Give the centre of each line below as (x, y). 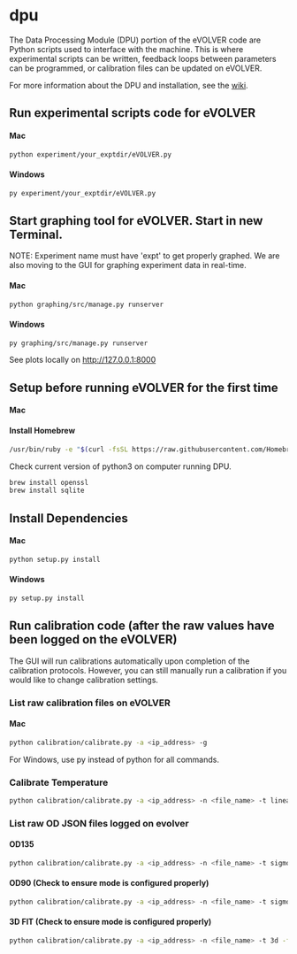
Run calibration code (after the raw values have (142, 626)
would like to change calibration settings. (84, 680)
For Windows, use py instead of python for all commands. (114, 759)
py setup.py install (47, 598)
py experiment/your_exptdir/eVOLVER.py (83, 193)
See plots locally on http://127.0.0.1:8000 (83, 360)
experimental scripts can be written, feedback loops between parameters (143, 58)
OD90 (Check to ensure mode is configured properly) (109, 883)
